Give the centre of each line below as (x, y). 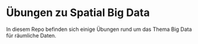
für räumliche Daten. (31, 35)
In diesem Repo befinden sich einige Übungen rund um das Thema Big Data (99, 29)
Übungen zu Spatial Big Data (78, 13)
